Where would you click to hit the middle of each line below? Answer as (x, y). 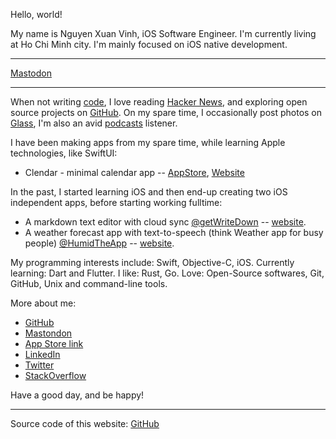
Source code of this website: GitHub (85, 423)
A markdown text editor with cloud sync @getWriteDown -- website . (165, 222)
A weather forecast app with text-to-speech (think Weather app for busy (174, 232)
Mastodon (31, 73)
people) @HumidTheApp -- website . (99, 243)
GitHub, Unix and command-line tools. (89, 283)
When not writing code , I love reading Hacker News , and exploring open (159, 102)
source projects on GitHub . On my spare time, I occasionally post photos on (166, 112)
